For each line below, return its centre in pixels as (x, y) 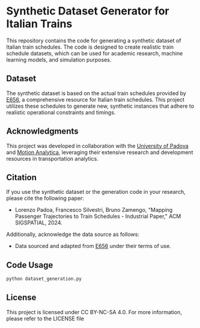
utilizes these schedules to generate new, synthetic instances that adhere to (100, 106)
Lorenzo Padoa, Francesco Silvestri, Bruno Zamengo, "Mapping (94, 210)
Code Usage (30, 265)
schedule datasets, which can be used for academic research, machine (95, 53)
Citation (22, 177)
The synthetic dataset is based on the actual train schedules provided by (96, 93)
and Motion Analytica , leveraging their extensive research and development (100, 152)
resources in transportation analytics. (53, 158)
